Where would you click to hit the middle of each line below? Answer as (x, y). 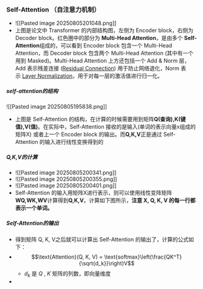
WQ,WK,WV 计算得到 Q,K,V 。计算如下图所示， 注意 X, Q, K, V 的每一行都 (105, 200)
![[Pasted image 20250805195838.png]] (57, 107)
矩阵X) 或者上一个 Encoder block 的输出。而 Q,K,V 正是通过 (88, 134)
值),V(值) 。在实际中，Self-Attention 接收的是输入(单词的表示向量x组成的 (105, 127)
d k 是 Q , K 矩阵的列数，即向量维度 (67, 274)
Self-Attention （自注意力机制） (53, 9)
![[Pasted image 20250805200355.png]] (66, 179)
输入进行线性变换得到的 (74, 142)
